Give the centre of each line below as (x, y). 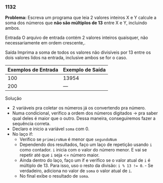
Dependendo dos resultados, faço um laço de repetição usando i (86, 145)
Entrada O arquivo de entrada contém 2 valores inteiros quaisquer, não (77, 37)
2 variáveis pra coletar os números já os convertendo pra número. (79, 108)
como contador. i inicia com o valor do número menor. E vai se (83, 150)
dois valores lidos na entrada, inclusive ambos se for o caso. (66, 58)
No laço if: (23, 134)
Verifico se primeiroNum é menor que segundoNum (68, 140)
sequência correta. (31, 124)
